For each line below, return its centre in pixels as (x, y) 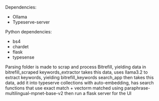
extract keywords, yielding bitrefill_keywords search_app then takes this (79, 77)
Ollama (20, 17)
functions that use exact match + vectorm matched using (64, 88)
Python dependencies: (29, 32)
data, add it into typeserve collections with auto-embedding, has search (79, 83)
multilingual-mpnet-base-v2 (34, 93)
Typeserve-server (31, 22)
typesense (23, 57)
